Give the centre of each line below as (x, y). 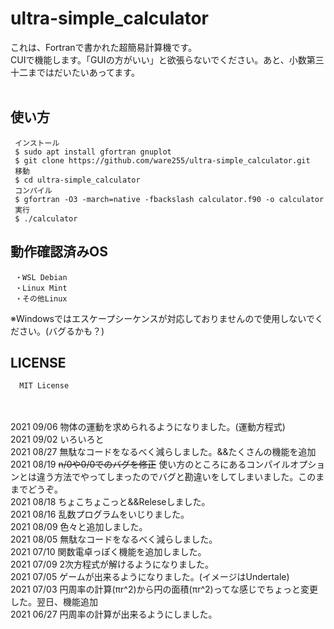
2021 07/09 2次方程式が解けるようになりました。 (112, 564)
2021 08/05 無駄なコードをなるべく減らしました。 (114, 539)
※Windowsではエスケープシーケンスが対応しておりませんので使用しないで (162, 318)
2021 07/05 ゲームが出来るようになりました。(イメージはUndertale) (150, 577)
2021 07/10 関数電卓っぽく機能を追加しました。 (108, 552)
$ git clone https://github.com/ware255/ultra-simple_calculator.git (162, 160)
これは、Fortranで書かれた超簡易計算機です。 (104, 47)
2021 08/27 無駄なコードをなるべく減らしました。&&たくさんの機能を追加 (163, 452)
